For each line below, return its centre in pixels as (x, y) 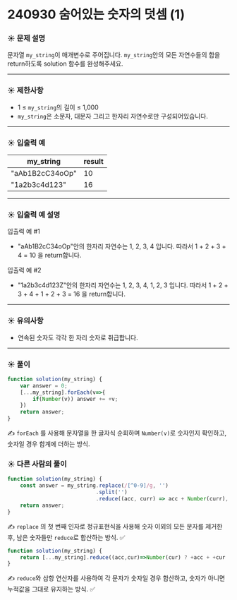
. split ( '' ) (112, 492)
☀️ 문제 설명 (26, 38)
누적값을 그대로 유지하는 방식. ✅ (51, 589)
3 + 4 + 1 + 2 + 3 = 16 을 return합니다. (71, 294)
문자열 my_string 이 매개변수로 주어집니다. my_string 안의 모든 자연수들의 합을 (114, 55)
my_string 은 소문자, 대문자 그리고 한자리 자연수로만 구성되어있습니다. (113, 116)
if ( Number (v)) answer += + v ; (75, 399)
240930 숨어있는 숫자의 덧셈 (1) (96, 14)
